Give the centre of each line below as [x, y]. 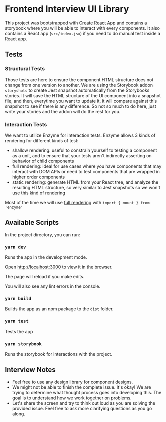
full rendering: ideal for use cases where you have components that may [87, 166]
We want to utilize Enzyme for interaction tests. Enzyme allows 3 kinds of [80, 135]
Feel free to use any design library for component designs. [73, 382]
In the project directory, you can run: [43, 235]
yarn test [17, 321]
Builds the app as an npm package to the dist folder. [59, 309]
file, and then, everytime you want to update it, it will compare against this [81, 101]
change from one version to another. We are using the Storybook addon [79, 85]
